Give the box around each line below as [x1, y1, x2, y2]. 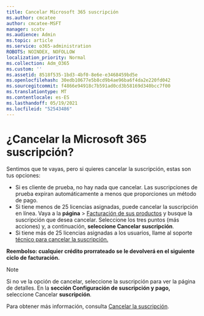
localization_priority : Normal [6, 55, 86, 61]
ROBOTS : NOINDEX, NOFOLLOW [6, 49, 75, 55]
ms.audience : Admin [6, 32, 56, 38]
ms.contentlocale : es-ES [6, 94, 70, 100]
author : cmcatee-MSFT [6, 20, 62, 26]
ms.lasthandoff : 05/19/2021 [6, 100, 78, 106]
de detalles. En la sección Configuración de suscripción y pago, [6, 284, 171, 292]
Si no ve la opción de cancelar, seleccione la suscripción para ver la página [6, 278, 195, 285]
